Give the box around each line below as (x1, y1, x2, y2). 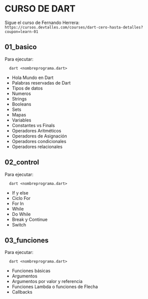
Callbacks (11, 289, 33, 295)
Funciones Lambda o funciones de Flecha (11, 283, 98, 290)
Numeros (11, 90, 31, 96)
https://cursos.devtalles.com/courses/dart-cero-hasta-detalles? (4, 24, 143, 30)
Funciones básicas (11, 268, 51, 274)
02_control (4, 158, 39, 166)
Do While (11, 211, 31, 217)
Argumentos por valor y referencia (11, 278, 83, 284)
